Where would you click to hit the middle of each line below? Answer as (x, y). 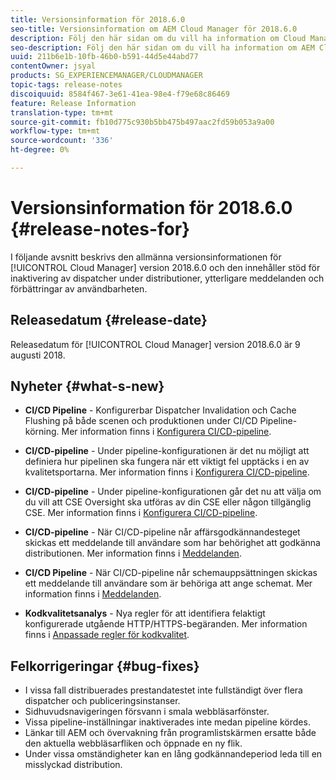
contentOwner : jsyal (53, 66)
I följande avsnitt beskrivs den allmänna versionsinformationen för (146, 257)
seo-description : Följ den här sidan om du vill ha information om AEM (162, 47)
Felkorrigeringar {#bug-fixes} (105, 666)
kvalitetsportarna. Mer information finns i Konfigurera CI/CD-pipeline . (167, 472)
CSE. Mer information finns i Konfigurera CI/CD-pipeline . (141, 513)
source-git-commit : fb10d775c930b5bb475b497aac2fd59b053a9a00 (142, 122)
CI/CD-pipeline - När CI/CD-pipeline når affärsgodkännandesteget (162, 532)
